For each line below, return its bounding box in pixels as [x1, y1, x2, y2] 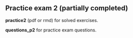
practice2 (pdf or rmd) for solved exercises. [5, 17, 98, 23]
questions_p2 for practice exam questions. [5, 27, 97, 33]
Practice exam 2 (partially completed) [5, 4, 128, 12]
